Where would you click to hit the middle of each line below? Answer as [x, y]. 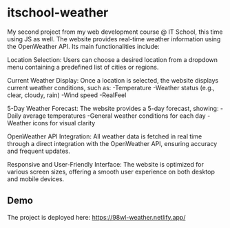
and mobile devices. [36, 179]
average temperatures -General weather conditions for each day [114, 116]
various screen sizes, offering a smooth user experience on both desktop [111, 172]
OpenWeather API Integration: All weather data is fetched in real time [105, 136]
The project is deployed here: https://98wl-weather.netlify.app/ [96, 217]
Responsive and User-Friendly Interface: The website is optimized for [106, 164]
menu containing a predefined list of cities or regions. [83, 67]
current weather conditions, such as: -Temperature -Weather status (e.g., [111, 87]
